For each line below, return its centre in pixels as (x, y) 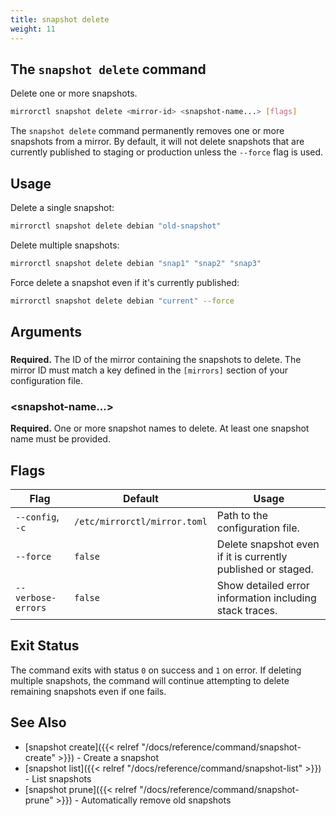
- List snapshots (58, 778)
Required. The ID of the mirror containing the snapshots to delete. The (156, 359)
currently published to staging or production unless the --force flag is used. (167, 152)
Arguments (46, 332)
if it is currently (252, 557)
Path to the (242, 516)
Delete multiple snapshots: (65, 245)
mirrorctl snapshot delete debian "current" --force (122, 301)
